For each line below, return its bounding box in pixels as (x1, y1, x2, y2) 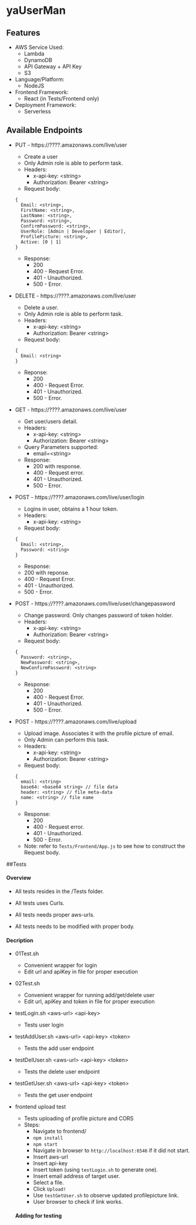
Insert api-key (33, 1160, 68, 1167)
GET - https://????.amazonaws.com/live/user (14, 406, 127, 413)
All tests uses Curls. (14, 900, 65, 907)
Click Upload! (33, 1185, 66, 1192)
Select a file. (33, 1179, 65, 1186)
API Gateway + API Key (24, 63, 82, 70)
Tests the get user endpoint (24, 1092, 93, 1099)
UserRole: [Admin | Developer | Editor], (21, 228, 127, 234)
